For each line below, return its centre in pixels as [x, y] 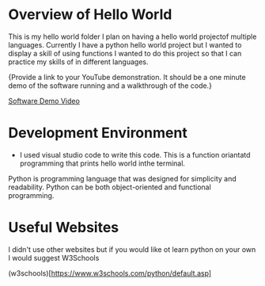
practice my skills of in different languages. [78, 62]
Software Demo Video [44, 101]
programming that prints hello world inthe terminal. [102, 163]
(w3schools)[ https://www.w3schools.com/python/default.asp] [110, 273]
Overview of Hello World [90, 15]
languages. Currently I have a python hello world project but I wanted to [125, 44]
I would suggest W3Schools [54, 257]
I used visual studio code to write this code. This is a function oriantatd [135, 154]
